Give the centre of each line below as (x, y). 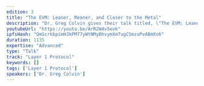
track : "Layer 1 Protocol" (40, 57)
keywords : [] (23, 62)
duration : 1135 (25, 40)
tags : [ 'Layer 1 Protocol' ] (42, 68)
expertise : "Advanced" (35, 46)
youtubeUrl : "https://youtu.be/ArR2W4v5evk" (63, 29)
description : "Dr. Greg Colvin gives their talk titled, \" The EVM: (95, 23)
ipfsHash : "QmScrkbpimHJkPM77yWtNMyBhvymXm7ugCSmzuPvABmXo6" (85, 35)
